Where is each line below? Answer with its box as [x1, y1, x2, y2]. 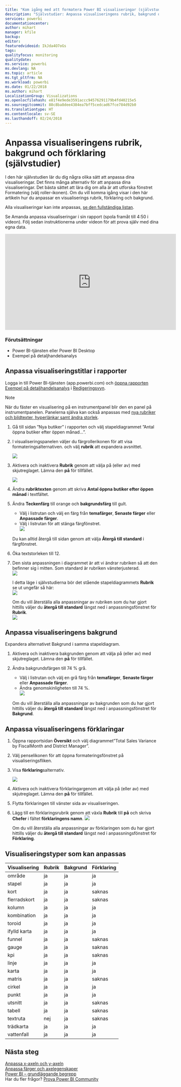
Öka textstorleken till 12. [12, 550, 60, 556]
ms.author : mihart [5, 89, 42, 94]
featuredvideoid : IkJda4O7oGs [5, 43, 67, 48]
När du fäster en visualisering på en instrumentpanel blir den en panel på [5, 404, 152, 410]
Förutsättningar [5, 336, 43, 343]
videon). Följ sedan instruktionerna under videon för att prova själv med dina [5, 219, 159, 225]
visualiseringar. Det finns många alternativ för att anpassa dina [5, 179, 131, 185]
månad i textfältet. [12, 491, 49, 497]
